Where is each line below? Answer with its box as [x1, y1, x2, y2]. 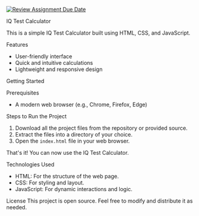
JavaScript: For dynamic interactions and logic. [15, 186, 133, 192]
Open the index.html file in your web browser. [15, 137, 130, 144]
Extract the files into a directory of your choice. [15, 131, 133, 138]
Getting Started [6, 78, 45, 84]
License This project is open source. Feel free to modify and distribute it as [6, 197, 193, 204]
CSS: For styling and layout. [15, 179, 85, 186]
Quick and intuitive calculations [15, 59, 93, 66]
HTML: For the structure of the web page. [15, 173, 119, 180]
